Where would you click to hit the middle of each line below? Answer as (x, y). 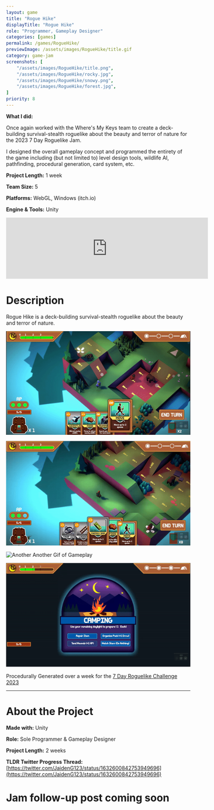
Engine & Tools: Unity (32, 209)
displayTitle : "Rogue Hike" (40, 25)
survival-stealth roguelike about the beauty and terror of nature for (107, 134)
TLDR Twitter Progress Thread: (44, 761)
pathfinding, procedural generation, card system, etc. (70, 164)
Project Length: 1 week (34, 175)
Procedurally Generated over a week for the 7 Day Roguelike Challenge (92, 676)
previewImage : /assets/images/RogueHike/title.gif (69, 50)
